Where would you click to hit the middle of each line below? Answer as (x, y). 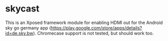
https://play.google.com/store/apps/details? (97, 27)
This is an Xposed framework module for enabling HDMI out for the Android (84, 22)
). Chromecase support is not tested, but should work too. (93, 33)
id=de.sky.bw (19, 33)
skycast (22, 9)
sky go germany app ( (28, 27)
